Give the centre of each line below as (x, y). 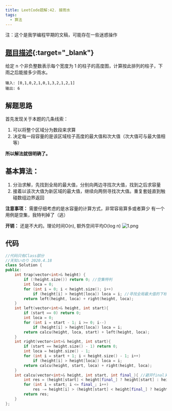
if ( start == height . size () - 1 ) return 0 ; (71, 347)
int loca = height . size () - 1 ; (57, 351)
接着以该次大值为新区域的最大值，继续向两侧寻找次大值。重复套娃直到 (87, 191)
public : (14, 270)
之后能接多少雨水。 (30, 72)
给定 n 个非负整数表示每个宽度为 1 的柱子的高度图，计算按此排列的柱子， (82, 66)
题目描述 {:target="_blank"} (50, 53)
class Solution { (24, 265)
